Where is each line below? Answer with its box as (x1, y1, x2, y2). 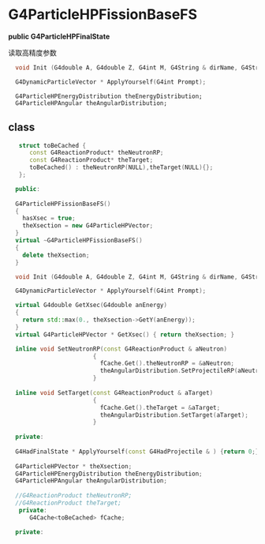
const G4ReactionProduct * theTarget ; (28, 156, 154, 164)
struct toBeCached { (18, 141, 87, 149)
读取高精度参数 (8, 47, 57, 57)
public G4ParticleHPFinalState (8, 32, 110, 41)
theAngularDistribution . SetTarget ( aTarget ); (99, 411, 248, 419)
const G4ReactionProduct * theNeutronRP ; (28, 148, 164, 157)
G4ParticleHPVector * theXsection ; (15, 462, 132, 471)
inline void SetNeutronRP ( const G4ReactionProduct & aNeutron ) (15, 345, 227, 353)
